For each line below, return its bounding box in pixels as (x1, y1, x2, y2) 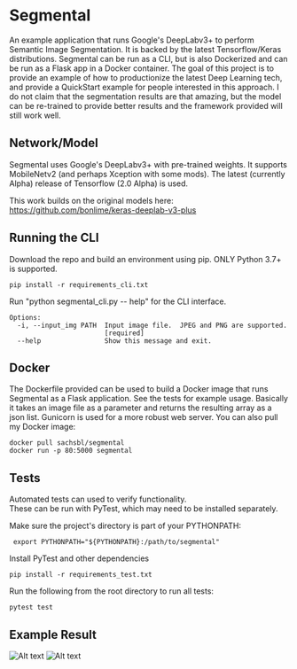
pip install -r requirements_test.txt (9, 571, 152, 580)
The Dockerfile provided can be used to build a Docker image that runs (9, 384, 269, 394)
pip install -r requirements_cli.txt (9, 280, 149, 289)
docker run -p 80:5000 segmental (9, 447, 133, 455)
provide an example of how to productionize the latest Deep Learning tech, (9, 72, 283, 82)
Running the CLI (9, 230, 99, 245)
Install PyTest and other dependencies (9, 553, 149, 564)
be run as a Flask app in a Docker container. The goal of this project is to (9, 63, 275, 74)
